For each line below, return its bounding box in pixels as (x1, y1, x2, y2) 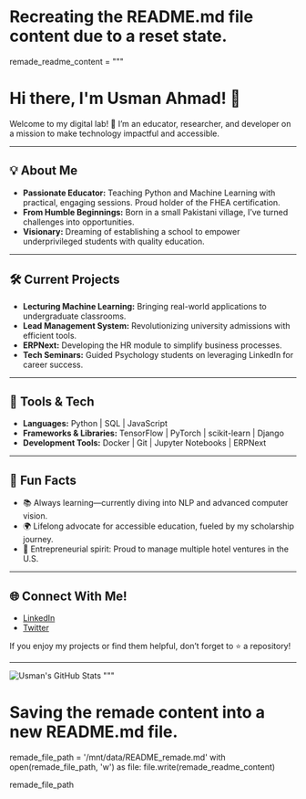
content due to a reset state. (9, 26, 228, 47)
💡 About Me (9, 163, 78, 179)
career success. (22, 359, 84, 370)
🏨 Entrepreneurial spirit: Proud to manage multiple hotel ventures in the (22, 543, 290, 554)
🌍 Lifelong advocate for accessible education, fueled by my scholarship (22, 520, 294, 531)
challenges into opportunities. (22, 216, 135, 227)
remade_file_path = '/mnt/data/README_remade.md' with (9, 752, 226, 762)
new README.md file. (9, 721, 178, 742)
